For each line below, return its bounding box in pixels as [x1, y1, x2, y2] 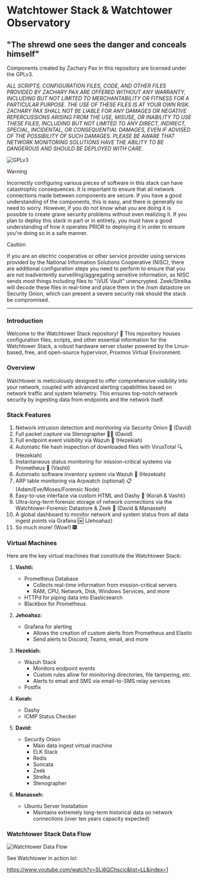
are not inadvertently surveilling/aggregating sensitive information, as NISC [6, 271, 190, 278]
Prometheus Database [24, 575, 79, 582]
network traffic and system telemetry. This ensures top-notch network [6, 389, 178, 396]
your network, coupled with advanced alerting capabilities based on [6, 383, 172, 390]
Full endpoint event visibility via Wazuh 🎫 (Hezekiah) [15, 437, 143, 444]
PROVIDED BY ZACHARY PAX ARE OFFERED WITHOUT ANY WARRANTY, [6, 89, 186, 95]
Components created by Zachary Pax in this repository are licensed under [6, 64, 187, 71]
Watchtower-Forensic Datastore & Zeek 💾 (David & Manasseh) [15, 504, 167, 512]
